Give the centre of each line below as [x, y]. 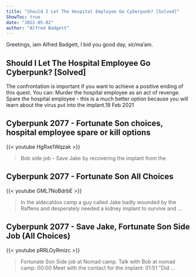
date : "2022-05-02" [30, 22]
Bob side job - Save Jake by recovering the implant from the [93, 158]
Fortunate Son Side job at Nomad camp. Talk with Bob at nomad [98, 261]
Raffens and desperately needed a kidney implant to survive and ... [101, 208]
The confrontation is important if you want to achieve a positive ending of [95, 86]
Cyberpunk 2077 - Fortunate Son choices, [85, 124]
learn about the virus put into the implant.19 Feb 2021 [70, 105]
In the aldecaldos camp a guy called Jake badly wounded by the [98, 202]
